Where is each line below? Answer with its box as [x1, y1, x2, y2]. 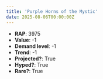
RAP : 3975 [14, 30, 41, 37]
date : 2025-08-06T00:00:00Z [6, 14, 75, 20]
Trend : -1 [14, 49, 37, 56]
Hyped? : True [14, 61, 49, 68]
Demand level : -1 [14, 42, 57, 50]
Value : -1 [14, 36, 37, 43]
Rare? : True [14, 67, 43, 74]
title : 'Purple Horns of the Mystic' [6, 8, 98, 15]
